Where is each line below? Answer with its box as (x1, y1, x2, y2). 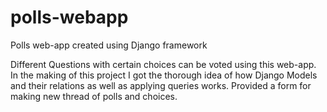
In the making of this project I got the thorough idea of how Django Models (10, 69, 318, 81)
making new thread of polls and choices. (10, 90, 178, 102)
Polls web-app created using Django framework (10, 39, 208, 51)
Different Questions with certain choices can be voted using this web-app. (10, 58, 317, 70)
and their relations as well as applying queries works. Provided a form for (10, 79, 312, 91)
